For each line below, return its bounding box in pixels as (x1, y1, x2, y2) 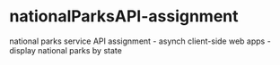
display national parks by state (9, 45, 123, 55)
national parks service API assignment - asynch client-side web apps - (9, 36, 271, 46)
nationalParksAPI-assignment (9, 6, 240, 27)
